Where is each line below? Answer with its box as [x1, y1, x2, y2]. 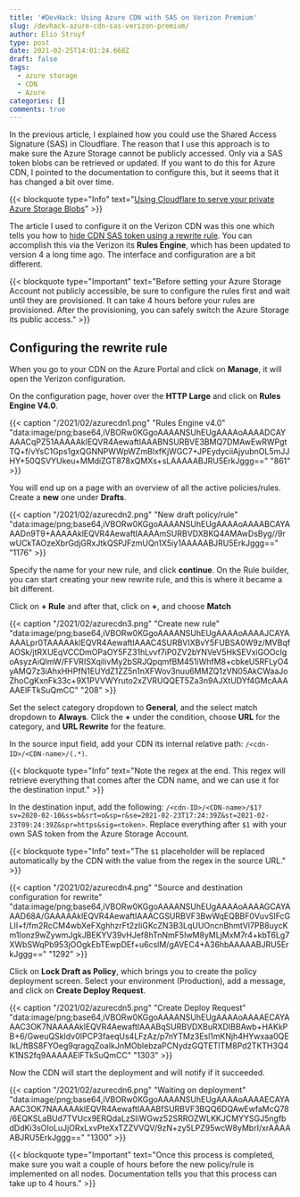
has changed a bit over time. [9, 176, 114, 188]
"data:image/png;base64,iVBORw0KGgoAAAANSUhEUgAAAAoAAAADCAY [9, 427, 287, 438]
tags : [9, 64, 29, 72]
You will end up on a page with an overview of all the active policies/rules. [9, 482, 281, 493]
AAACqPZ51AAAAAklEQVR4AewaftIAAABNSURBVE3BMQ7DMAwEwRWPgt [9, 437, 287, 447]
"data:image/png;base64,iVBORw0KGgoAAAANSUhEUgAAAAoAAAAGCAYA [9, 901, 291, 913]
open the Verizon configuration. [9, 373, 127, 385]
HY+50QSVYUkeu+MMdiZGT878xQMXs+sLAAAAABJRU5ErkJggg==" [9, 455, 269, 466]
